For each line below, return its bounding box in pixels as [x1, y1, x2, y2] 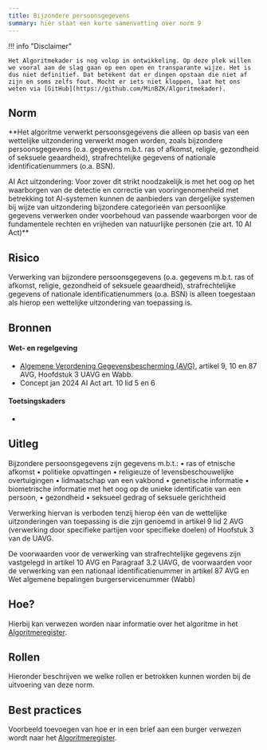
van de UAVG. [8, 533, 54, 543]
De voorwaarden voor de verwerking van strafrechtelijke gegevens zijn [8, 549, 241, 558]
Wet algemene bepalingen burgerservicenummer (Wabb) [8, 574, 195, 584]
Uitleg [8, 437, 39, 451]
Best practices [8, 703, 82, 716]
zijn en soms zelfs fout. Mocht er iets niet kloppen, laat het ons [8, 78, 241, 86]
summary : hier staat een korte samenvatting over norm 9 [8, 19, 202, 27]
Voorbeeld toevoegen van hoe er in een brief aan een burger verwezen [8, 724, 241, 734]
